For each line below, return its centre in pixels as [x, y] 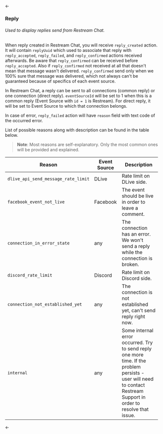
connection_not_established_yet [45, 305]
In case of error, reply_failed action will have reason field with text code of [80, 115]
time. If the [134, 361]
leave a [130, 208]
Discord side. [137, 278]
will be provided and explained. [48, 150]
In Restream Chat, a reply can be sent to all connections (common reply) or [80, 91]
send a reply [136, 246]
